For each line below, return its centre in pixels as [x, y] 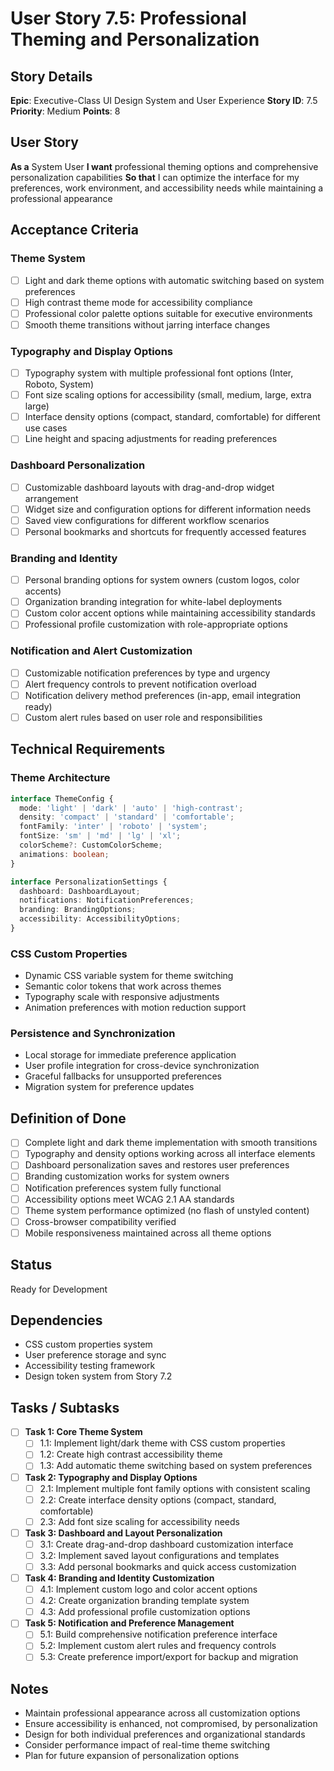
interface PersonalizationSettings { [89, 882]
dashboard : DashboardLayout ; [80, 891]
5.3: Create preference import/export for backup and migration [169, 1657]
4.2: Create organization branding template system [144, 1601]
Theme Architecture [60, 778]
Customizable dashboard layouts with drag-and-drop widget [149, 487]
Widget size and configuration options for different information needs [168, 509]
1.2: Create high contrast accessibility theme [131, 1454]
